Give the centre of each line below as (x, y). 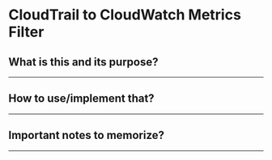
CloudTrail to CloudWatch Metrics (125, 15)
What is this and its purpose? (83, 62)
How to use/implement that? (82, 99)
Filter (26, 32)
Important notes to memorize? (86, 135)
